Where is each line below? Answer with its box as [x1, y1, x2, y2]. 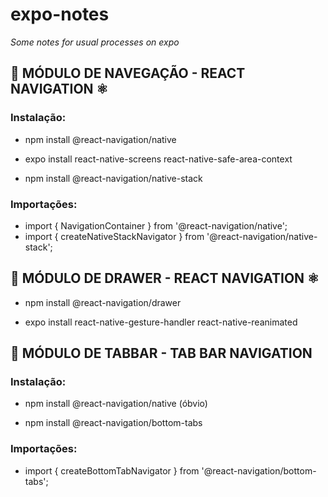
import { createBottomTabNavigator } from [24, 464, 200, 477]
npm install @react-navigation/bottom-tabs [24, 417, 203, 429]
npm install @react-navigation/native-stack [24, 172, 203, 184]
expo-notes [10, 3, 110, 26]
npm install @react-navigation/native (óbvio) [24, 398, 208, 410]
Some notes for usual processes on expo [10, 36, 180, 48]
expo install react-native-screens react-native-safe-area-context [24, 153, 293, 165]
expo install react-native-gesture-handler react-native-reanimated [24, 316, 298, 328]
